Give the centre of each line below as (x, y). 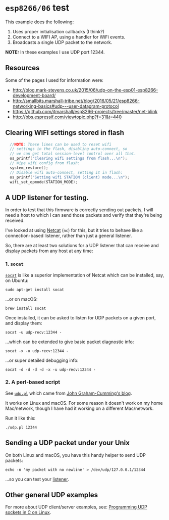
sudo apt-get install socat (35, 290)
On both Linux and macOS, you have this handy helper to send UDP (76, 455)
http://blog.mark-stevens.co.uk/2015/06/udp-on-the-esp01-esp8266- (85, 90)
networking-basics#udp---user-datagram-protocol (66, 106)
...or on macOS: (21, 299)
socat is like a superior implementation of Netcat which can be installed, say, (85, 275)
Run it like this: (20, 418)
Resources (22, 68)
